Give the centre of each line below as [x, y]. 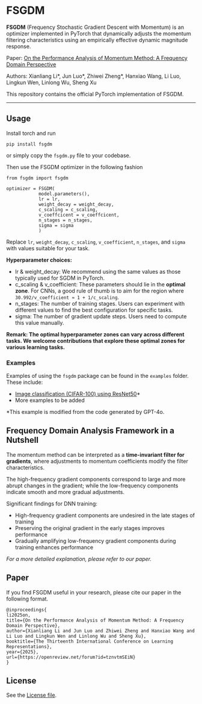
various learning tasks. [35, 347]
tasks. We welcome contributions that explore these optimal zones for [96, 341]
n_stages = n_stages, [66, 220]
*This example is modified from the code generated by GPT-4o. [85, 412]
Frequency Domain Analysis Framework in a [90, 431]
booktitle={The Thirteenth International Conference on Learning [90, 641]
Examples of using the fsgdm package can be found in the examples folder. [98, 376]
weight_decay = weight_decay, [76, 204]
